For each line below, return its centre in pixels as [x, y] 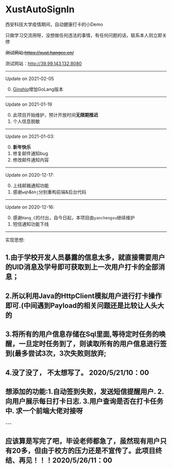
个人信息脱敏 [26, 121]
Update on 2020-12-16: [30, 207]
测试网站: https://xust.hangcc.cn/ [40, 52]
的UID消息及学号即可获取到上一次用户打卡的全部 [82, 267]
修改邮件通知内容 [31, 160]
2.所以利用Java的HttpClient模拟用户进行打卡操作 [84, 296]
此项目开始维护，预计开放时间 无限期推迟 [55, 115]
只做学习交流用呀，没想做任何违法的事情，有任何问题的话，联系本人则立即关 [86, 35]
